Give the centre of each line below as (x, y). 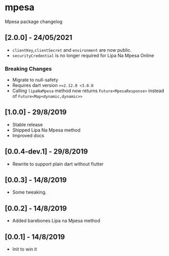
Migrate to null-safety (35, 80)
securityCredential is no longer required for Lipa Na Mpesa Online (83, 55)
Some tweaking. (29, 192)
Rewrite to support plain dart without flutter (58, 164)
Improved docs (28, 135)
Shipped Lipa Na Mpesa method (46, 130)
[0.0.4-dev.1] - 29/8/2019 (46, 152)
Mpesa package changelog (34, 22)
